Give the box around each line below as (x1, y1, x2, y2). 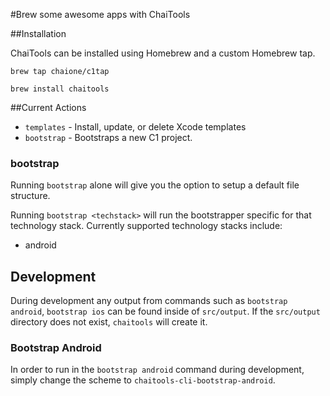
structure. (10, 190, 51, 202)
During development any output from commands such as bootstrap (10, 295, 288, 307)
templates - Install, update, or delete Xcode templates (24, 121, 247, 133)
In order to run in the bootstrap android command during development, (10, 364, 305, 376)
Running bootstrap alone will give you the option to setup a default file (10, 179, 300, 191)
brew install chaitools (10, 84, 110, 94)
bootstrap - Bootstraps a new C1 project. (24, 132, 193, 143)
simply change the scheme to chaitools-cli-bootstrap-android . (10, 374, 276, 386)
